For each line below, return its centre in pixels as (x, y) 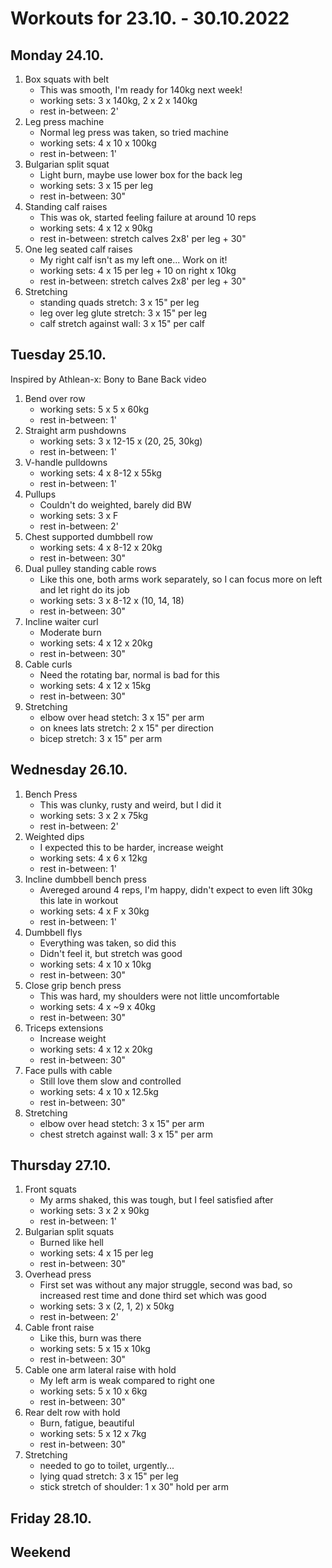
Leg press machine (64, 121)
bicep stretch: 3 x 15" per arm (101, 738)
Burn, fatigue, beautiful (87, 1423)
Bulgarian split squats (69, 1232)
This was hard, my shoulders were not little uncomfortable (159, 996)
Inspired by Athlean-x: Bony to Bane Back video (108, 379)
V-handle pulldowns (66, 462)
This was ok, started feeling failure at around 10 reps (148, 217)
